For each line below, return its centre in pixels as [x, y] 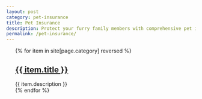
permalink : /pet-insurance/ [41, 34]
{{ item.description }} [41, 83]
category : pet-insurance [37, 17]
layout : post [23, 12]
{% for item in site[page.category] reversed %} [73, 51]
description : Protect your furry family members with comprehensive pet [99, 28]
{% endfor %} [32, 90]
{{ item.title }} [41, 69]
